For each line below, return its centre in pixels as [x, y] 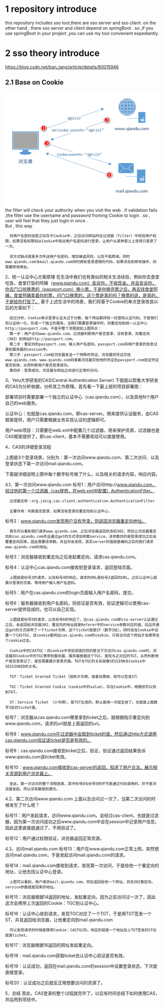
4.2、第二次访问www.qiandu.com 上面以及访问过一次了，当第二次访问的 [78, 799]
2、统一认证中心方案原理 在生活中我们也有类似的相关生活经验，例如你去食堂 [82, 277]
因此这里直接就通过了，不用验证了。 [42, 828]
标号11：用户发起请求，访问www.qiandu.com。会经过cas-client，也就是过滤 [82, 815]
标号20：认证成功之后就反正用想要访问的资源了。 [55, 983]
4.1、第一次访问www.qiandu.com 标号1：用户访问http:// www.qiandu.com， [81, 484]
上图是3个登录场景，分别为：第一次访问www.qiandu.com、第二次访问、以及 [82, 457]
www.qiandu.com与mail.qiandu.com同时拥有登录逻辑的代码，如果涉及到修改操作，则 [81, 262]
